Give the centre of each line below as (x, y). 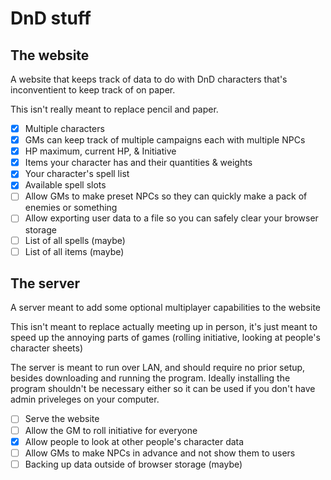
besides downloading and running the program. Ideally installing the (150, 378)
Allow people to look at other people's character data (134, 441)
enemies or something (71, 208)
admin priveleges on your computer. (85, 399)
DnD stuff (51, 18)
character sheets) (47, 348)
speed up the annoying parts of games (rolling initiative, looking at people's (165, 338)
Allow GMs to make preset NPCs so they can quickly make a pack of (166, 196)
